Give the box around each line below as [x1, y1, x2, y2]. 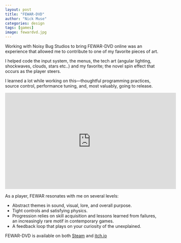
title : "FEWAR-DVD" [5, 12, 45, 17]
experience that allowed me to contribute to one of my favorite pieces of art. [5, 48, 159, 54]
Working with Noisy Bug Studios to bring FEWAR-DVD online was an [5, 44, 142, 49]
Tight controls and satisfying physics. [12, 208, 88, 213]
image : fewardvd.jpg [5, 30, 47, 35]
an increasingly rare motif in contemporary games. [12, 218, 114, 224]
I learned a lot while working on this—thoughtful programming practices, [5, 78, 151, 84]
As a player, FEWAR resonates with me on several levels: [5, 193, 119, 199]
